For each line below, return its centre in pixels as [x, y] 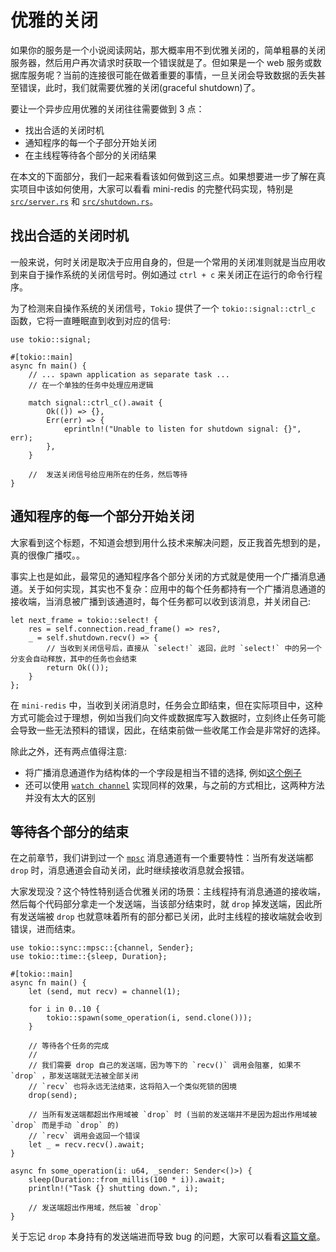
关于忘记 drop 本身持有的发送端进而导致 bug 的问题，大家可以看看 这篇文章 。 [168, 1237]
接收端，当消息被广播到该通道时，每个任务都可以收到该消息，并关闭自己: [161, 601]
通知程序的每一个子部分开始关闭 [90, 142]
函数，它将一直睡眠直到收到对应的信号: [91, 320]
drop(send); [53, 1096]
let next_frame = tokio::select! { [84, 620]
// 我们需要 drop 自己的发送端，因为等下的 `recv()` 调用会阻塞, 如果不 [165, 1066]
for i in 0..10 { [64, 1009]
